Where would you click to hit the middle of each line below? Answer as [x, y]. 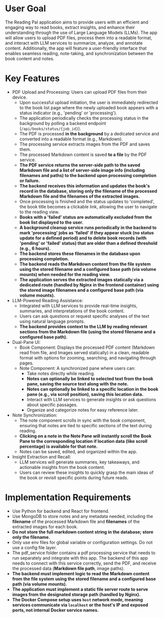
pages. [26, 363]
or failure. [30, 180]
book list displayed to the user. [51, 222]
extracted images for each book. [45, 527]
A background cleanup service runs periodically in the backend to [88, 227]
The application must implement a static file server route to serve [80, 589]
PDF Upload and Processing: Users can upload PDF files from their [80, 92]
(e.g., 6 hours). [35, 248]
